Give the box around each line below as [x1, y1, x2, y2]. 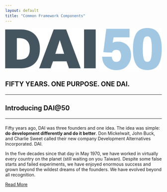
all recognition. [5, 172, 36, 178]
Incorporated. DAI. [5, 141, 43, 147]
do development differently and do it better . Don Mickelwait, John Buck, [5, 130, 156, 136]
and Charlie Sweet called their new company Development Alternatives [5, 135, 151, 142]
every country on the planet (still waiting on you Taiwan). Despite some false [5, 156, 162, 162]
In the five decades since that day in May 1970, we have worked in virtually [5, 150, 159, 157]
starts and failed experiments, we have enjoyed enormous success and [5, 161, 151, 167]
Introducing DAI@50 [5, 104, 70, 112]
